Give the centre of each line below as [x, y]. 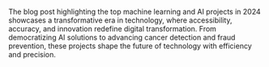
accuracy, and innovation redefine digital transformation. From [113, 29]
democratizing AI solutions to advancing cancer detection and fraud [122, 37]
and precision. [32, 54]
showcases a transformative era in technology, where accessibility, [120, 20]
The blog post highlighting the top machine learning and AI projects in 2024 [134, 12]
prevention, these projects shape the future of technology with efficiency [130, 46]
